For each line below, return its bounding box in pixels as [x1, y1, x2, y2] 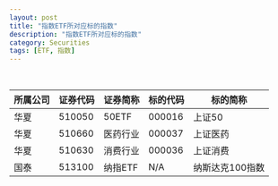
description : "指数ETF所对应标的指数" [9, 30, 142, 38]
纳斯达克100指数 [193, 162, 265, 174]
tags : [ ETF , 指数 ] [9, 46, 75, 55]
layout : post [9, 13, 58, 22]
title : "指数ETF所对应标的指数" [9, 21, 118, 30]
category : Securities [9, 38, 91, 47]
